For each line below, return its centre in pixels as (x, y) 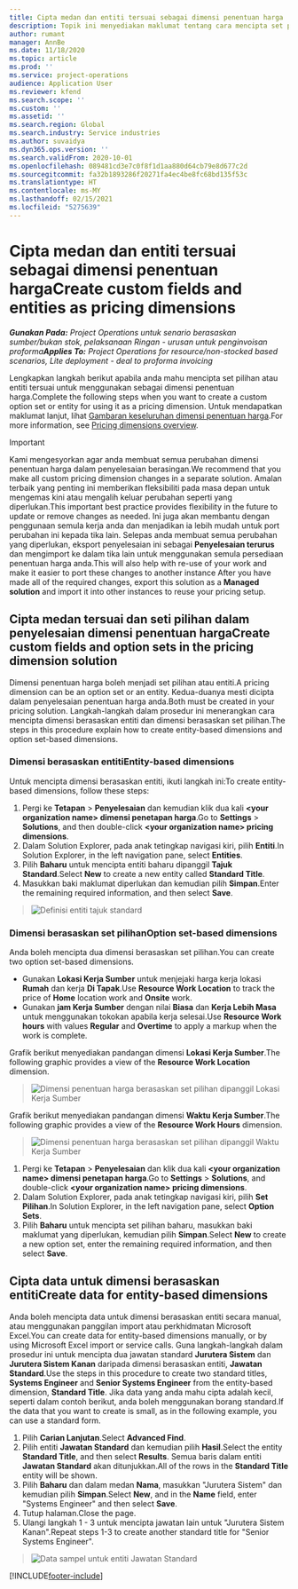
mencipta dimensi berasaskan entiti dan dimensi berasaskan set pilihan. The (147, 720)
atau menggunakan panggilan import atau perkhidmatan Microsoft (130, 1326)
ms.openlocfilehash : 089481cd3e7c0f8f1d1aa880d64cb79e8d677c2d (129, 166)
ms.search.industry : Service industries (85, 133)
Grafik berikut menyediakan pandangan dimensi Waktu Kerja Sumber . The (145, 1116)
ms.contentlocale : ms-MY (55, 191)
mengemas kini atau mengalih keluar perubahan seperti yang (121, 497)
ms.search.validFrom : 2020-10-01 (71, 158)
